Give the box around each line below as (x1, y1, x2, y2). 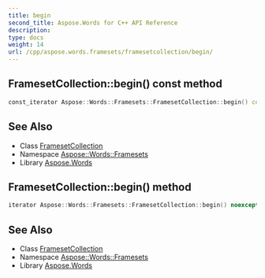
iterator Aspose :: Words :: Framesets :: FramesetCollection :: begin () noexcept (8, 202, 259, 209)
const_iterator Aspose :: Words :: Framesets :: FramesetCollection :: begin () (8, 98, 248, 106)
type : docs (8, 33, 44, 42)
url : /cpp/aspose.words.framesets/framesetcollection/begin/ (8, 48, 214, 56)
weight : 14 (8, 41, 44, 49)
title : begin (8, 11, 51, 20)
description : (8, 26, 51, 34)
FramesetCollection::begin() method (8, 180, 192, 194)
